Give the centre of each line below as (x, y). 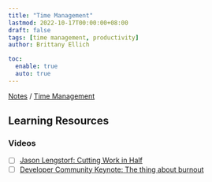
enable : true (37, 67)
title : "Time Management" (50, 15)
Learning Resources (58, 121)
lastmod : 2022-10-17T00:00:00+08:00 (68, 23)
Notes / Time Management (52, 96)
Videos (22, 143)
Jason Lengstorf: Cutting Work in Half (81, 160)
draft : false (30, 30)
